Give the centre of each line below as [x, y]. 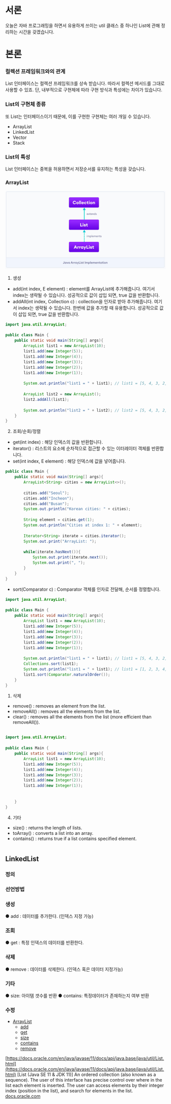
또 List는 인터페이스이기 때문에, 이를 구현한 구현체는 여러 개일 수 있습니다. [78, 116]
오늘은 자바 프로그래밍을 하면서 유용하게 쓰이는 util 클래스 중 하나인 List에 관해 [83, 25]
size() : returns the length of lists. [47, 828]
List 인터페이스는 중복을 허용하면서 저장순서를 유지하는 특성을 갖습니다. [76, 169]
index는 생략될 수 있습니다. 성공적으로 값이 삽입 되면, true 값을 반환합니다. [86, 295]
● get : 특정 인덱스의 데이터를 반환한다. [45, 943]
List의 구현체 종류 [25, 104]
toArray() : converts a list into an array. [53, 833]
